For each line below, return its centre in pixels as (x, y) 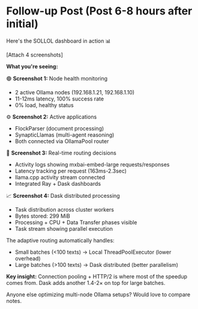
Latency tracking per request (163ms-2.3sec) (71, 171)
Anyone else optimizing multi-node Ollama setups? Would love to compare (98, 294)
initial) (22, 24)
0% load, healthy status (44, 105)
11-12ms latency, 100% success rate (59, 99)
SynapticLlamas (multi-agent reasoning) (64, 135)
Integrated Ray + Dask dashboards (58, 183)
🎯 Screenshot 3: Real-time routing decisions (61, 153)
